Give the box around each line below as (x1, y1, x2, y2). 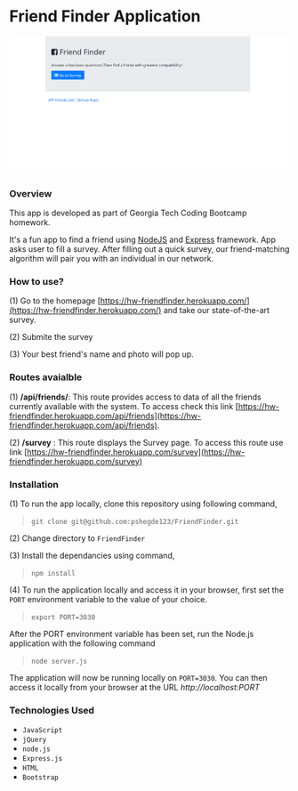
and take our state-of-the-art (163, 305, 270, 316)
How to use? (9, 275, 64, 287)
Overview (9, 187, 52, 199)
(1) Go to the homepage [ (9, 295, 101, 306)
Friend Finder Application (9, 6, 202, 27)
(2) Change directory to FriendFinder (9, 532, 145, 544)
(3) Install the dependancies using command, (9, 550, 175, 561)
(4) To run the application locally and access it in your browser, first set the (9, 585, 285, 595)
